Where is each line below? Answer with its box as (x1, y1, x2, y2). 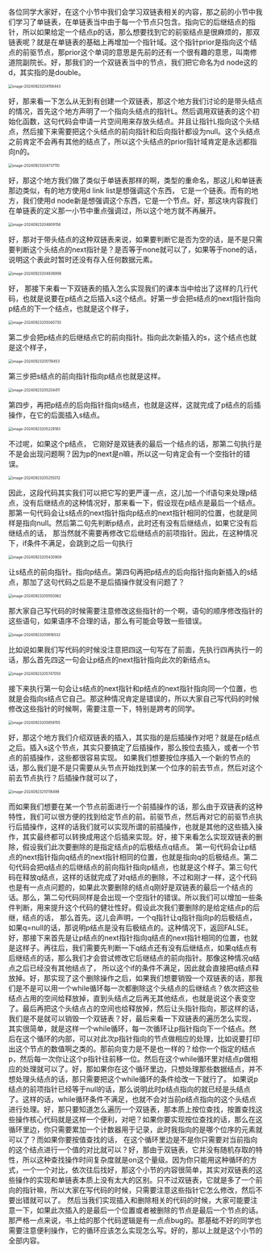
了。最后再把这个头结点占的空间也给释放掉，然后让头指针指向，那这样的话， (8, 1004, 263, 1013)
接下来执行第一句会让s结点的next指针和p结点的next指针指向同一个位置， (8, 684, 251, 693)
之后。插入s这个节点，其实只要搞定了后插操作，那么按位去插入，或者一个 (8, 743, 252, 752)
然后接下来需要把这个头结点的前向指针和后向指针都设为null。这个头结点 (22, 127, 261, 136)
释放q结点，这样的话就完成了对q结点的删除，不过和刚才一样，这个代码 (22, 873, 258, 882)
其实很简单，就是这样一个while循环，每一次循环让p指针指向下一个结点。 (8, 1024, 250, 1033)
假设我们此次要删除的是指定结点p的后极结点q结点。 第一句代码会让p (22, 842, 250, 852)
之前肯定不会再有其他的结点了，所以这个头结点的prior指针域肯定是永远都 (8, 136, 251, 146)
